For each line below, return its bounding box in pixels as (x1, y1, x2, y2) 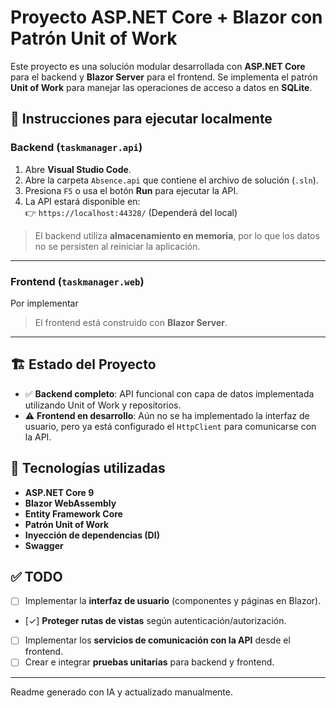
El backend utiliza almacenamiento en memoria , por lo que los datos (34, 229, 320, 241)
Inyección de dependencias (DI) (24, 529, 160, 541)
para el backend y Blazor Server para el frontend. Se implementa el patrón (10, 71, 318, 83)
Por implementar (10, 297, 79, 309)
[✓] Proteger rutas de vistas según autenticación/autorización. (24, 615, 287, 627)
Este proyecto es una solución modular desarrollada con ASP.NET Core (10, 60, 306, 72)
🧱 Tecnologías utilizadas (10, 460, 166, 477)
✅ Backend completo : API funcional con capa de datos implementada (24, 387, 315, 400)
